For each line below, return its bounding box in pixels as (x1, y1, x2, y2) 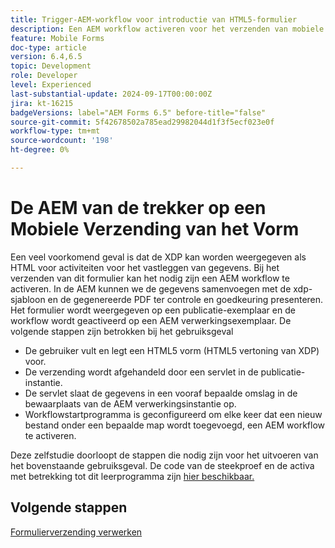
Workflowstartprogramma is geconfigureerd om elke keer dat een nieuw (24, 408, 323, 420)
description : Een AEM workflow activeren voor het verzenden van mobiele (10, 24, 325, 34)
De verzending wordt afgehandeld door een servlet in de (24, 366, 259, 378)
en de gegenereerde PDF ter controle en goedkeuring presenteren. (47, 293, 324, 305)
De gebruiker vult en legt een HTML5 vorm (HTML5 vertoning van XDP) (24, 344, 320, 356)
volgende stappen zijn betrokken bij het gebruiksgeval (10, 325, 234, 337)
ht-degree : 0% (10, 145, 70, 155)
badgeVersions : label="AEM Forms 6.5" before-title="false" (10, 107, 267, 118)
